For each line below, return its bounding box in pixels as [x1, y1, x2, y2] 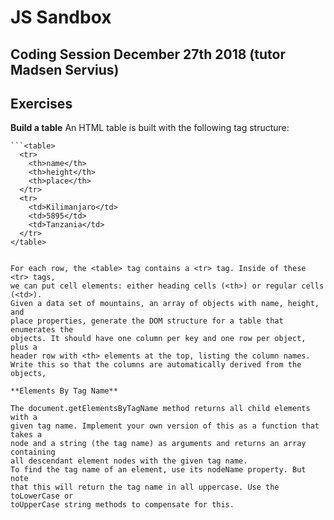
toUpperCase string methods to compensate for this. [10, 500, 235, 510]
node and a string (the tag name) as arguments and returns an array [10, 439, 307, 449]
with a [10, 412, 38, 423]
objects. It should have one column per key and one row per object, [10, 334, 307, 344]
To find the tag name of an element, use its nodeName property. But [10, 465, 307, 475]
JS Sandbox [10, 6, 112, 29]
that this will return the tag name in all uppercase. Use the [10, 482, 280, 493]
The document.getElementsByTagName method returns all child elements [10, 404, 311, 414]
